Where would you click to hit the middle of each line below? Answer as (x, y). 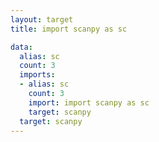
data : (21, 47)
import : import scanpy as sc (89, 102)
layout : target (42, 19)
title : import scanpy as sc (69, 29)
